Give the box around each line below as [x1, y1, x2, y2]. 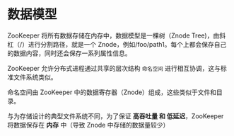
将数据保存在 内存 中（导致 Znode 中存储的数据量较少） [7, 120, 170, 129]
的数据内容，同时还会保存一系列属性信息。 [7, 49, 131, 57]
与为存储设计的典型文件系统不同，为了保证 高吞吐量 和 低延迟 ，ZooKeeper [7, 111, 224, 120]
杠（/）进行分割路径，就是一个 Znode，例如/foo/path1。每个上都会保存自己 [7, 40, 227, 48]
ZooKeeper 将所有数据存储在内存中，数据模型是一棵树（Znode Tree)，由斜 [7, 31, 226, 40]
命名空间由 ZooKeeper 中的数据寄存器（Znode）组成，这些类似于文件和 [7, 88, 217, 96]
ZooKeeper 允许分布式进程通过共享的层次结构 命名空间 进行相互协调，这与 [7, 64, 221, 72]
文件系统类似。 [13, 72, 57, 81]
